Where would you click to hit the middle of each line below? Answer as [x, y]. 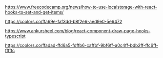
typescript [15, 36]
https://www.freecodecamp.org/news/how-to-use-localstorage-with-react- [81, 7]
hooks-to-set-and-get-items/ [34, 12]
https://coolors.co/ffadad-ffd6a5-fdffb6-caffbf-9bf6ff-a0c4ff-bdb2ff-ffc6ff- [82, 45]
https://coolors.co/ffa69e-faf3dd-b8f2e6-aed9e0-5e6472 [64, 22]
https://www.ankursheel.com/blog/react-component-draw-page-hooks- [78, 31]
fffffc [10, 51]
